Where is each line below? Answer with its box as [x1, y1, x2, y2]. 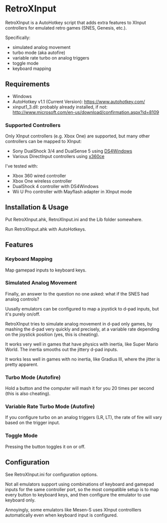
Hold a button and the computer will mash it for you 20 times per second [5, 385, 155, 391]
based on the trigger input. [5, 419, 60, 425]
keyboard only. [5, 497, 36, 503]
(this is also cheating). [5, 390, 51, 396]
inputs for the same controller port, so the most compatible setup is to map [5, 486, 159, 492]
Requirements [5, 80, 50, 88]
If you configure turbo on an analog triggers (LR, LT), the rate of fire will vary [5, 414, 162, 420]
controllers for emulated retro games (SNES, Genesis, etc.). [5, 24, 127, 30]
